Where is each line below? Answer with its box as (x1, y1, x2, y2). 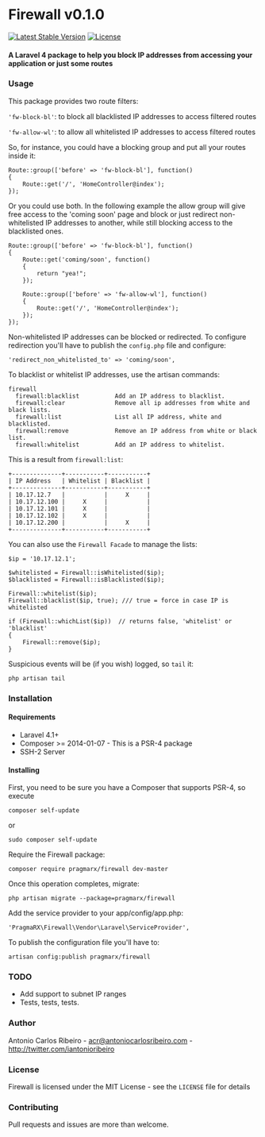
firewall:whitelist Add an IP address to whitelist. (15, 441, 225, 449)
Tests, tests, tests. (19, 998, 79, 1008)
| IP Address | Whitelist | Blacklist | (8, 476, 151, 485)
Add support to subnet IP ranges (19, 989, 127, 999)
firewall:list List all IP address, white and (15, 413, 222, 421)
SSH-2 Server (19, 746, 66, 756)
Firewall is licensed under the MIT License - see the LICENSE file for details (8, 1082, 251, 1092)
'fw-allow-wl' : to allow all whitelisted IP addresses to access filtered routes (8, 127, 256, 137)
